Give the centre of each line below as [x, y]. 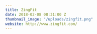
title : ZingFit [21, 10]
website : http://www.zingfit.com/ [41, 24]
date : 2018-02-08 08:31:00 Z [36, 14]
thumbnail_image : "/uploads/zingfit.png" [49, 19]
